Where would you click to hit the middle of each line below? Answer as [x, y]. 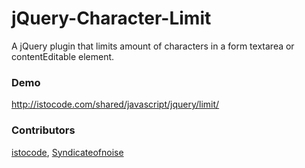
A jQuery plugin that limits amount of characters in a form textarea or [153, 46]
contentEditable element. [63, 56]
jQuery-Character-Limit [111, 18]
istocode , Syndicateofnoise [67, 152]
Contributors [43, 130]
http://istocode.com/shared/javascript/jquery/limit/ [115, 104]
